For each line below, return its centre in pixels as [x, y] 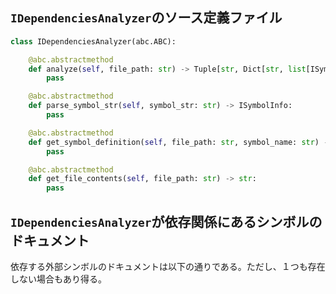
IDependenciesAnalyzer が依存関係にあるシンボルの [166, 221]
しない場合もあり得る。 [58, 279]
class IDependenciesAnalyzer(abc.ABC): [93, 41]
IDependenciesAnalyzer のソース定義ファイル [146, 18]
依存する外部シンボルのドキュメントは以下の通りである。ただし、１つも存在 [168, 266]
